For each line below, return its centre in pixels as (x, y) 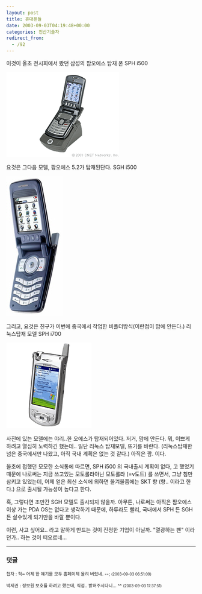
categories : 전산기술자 (33, 32)
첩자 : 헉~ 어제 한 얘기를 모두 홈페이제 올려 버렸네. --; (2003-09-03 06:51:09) (79, 574)
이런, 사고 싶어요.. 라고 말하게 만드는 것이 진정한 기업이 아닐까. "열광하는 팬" (95, 530)
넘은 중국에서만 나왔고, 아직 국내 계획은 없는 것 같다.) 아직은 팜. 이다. (86, 453)
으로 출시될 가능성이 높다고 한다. (54, 489)
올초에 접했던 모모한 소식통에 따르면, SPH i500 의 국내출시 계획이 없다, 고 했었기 (100, 466)
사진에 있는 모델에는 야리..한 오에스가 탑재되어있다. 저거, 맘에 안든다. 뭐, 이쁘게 (98, 438)
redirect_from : (25, 38)
